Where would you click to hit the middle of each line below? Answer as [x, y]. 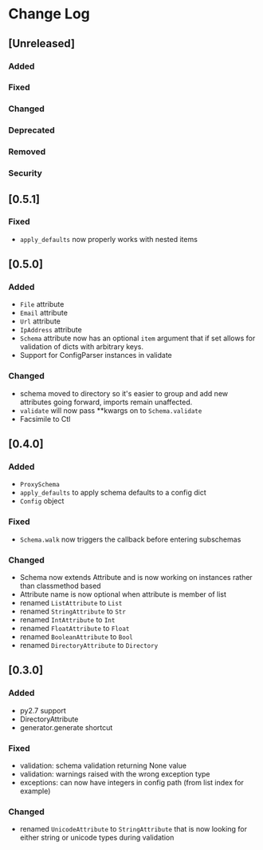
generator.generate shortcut [66, 727]
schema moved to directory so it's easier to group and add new [124, 393]
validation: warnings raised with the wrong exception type [115, 774]
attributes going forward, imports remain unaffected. [106, 402]
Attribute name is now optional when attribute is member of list [123, 594]
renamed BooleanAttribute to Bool [76, 637]
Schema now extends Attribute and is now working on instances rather [136, 578]
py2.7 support [43, 710]
